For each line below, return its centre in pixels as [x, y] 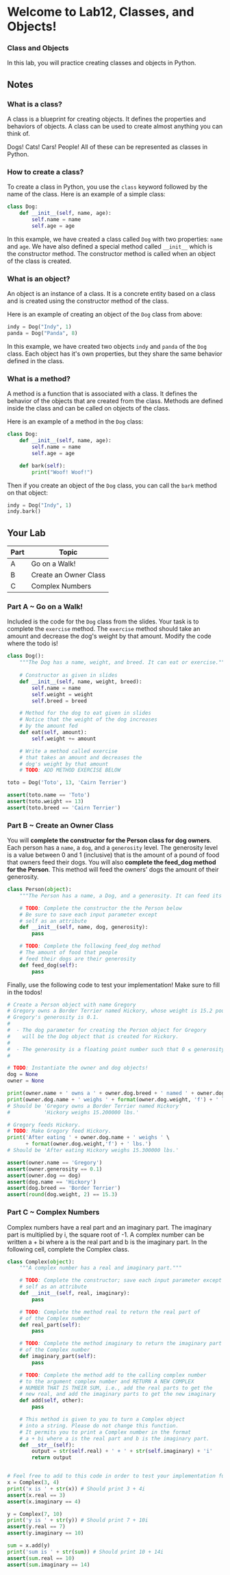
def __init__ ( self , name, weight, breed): [81, 681]
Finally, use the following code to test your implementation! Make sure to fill [114, 985]
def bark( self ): [43, 465]
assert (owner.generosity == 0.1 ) [55, 1169]
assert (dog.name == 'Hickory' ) [52, 1182]
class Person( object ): [39, 890]
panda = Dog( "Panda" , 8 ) [42, 334]
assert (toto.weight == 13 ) [46, 802]
